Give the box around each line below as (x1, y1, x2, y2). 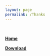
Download (5, 45, 27, 51)
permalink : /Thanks (5, 12, 46, 17)
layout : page (5, 7, 32, 12)
